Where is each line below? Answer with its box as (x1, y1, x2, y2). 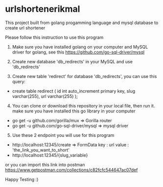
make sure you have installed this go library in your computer (12, 108, 136, 114)
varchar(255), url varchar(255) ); (12, 93, 78, 99)
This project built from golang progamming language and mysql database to (5, 20, 159, 26)
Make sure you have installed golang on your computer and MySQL (12, 44, 148, 50)
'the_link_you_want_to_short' (12, 147, 70, 153)
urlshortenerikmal (5, 3, 80, 15)
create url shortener (5, 25, 46, 30)
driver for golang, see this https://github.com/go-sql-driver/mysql (12, 49, 145, 55)
